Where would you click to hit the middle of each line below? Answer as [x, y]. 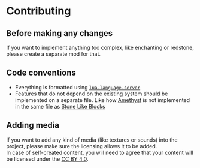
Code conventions [41, 73]
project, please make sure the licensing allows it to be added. [82, 146]
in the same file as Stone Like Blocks [60, 106]
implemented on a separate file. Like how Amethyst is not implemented [102, 100]
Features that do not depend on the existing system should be [91, 94]
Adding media [33, 125]
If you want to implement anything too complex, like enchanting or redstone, [100, 47]
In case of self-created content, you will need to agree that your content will [100, 152]
